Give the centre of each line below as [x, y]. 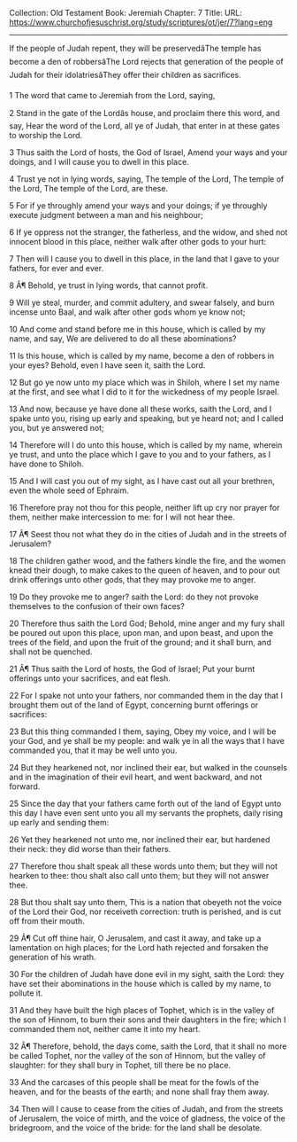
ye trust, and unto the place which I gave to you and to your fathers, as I [140, 454]
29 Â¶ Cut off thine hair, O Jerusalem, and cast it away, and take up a [135, 938]
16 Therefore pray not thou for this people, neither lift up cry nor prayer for [145, 508]
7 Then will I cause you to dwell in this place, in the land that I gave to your [145, 259]
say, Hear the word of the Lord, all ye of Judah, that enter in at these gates [145, 126]
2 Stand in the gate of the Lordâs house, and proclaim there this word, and [145, 113]
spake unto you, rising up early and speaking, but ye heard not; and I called [147, 418]
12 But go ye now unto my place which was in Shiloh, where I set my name [145, 382]
